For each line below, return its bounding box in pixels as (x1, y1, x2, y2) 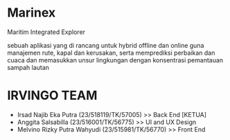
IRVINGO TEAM (7, 88, 98, 103)
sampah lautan (7, 63, 50, 71)
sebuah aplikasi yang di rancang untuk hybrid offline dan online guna (7, 41, 204, 49)
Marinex (7, 5, 56, 21)
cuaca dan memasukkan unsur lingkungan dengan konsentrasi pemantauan (7, 55, 224, 64)
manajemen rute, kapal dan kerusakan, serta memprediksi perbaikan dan (7, 49, 215, 57)
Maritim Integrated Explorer (7, 28, 85, 36)
